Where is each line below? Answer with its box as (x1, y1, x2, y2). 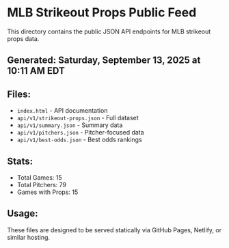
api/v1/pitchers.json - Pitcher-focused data (16, 128, 145, 137)
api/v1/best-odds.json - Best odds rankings (16, 135, 142, 144)
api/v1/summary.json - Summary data (16, 121, 123, 129)
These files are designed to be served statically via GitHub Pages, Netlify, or (7, 225, 222, 234)
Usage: (7, 208, 39, 219)
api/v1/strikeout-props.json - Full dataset (16, 114, 139, 122)
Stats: (7, 155, 33, 167)
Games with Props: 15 (16, 188, 79, 196)
